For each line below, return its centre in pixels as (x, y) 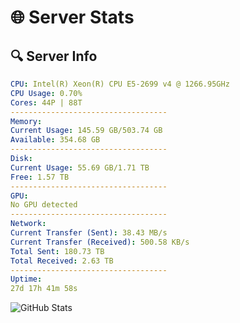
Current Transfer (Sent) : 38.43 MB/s (89, 233)
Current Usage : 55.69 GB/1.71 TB (80, 167)
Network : (28, 224)
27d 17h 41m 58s (44, 289)
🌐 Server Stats (72, 17)
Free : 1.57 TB (40, 177)
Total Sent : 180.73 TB (57, 251)
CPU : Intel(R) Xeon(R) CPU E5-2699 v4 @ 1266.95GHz (120, 84)
